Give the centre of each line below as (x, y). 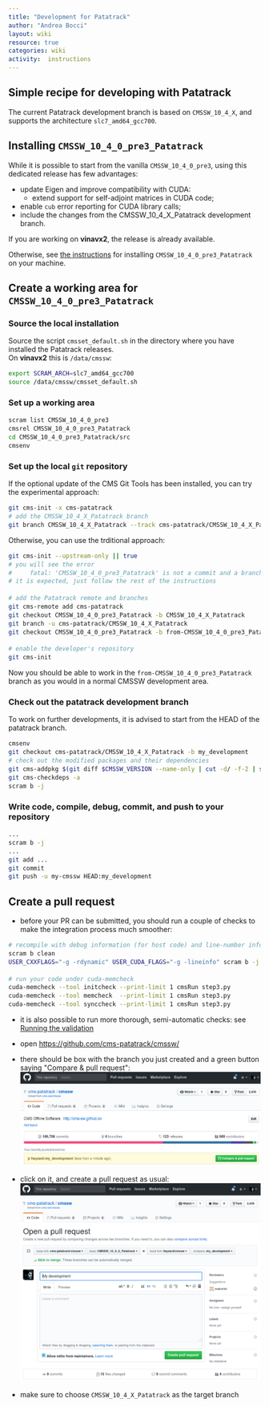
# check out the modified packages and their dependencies (109, 761)
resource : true (34, 43)
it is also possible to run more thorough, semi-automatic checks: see (133, 1020)
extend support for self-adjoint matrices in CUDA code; (123, 197)
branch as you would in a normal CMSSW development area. (108, 681)
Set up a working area (52, 403)
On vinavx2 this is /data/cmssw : (60, 358)
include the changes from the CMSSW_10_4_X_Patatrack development (135, 215)
